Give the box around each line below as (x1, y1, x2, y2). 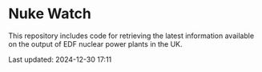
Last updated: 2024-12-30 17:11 (8, 55, 112, 64)
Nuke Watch (8, 5, 92, 23)
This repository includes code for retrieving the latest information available (8, 31, 255, 40)
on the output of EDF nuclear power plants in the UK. (8, 39, 183, 48)
